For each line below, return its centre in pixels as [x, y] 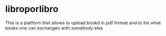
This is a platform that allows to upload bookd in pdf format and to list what [83, 23]
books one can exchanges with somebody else [54, 28]
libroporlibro [32, 9]
